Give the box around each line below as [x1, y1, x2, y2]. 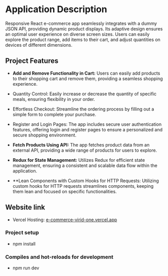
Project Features [5, 57, 59, 65]
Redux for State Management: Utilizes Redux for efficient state [12, 157, 145, 163]
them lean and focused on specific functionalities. [12, 188, 117, 194]
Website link [5, 203, 46, 212]
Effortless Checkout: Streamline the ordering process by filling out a [12, 106, 154, 112]
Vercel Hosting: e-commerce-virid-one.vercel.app [12, 217, 117, 223]
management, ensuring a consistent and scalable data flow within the [12, 162, 158, 168]
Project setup [5, 229, 39, 236]
